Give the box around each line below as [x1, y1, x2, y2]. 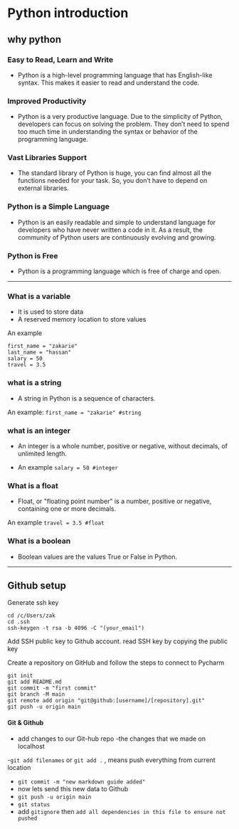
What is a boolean [7, 536, 71, 546]
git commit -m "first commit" [7, 685, 97, 692]
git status [17, 801, 51, 808]
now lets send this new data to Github [17, 784, 129, 793]
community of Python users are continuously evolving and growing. [17, 233, 216, 241]
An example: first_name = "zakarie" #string [7, 408, 142, 416]
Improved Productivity [7, 96, 87, 106]
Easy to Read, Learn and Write [7, 55, 114, 65]
